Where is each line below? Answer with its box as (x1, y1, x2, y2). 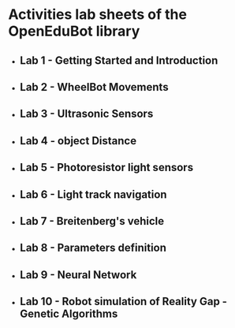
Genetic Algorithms (19, 307, 118, 321)
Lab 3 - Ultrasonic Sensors (19, 107, 154, 121)
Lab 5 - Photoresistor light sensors (19, 161, 194, 174)
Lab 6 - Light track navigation (19, 188, 167, 201)
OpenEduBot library (8, 22, 140, 40)
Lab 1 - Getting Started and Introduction (19, 54, 218, 67)
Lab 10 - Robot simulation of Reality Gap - (19, 295, 227, 308)
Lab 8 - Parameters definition (19, 241, 167, 255)
